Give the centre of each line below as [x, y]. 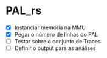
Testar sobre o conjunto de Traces [57, 42]
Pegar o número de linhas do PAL [56, 34]
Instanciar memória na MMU [50, 27]
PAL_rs [24, 11]
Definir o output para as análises [55, 48]
